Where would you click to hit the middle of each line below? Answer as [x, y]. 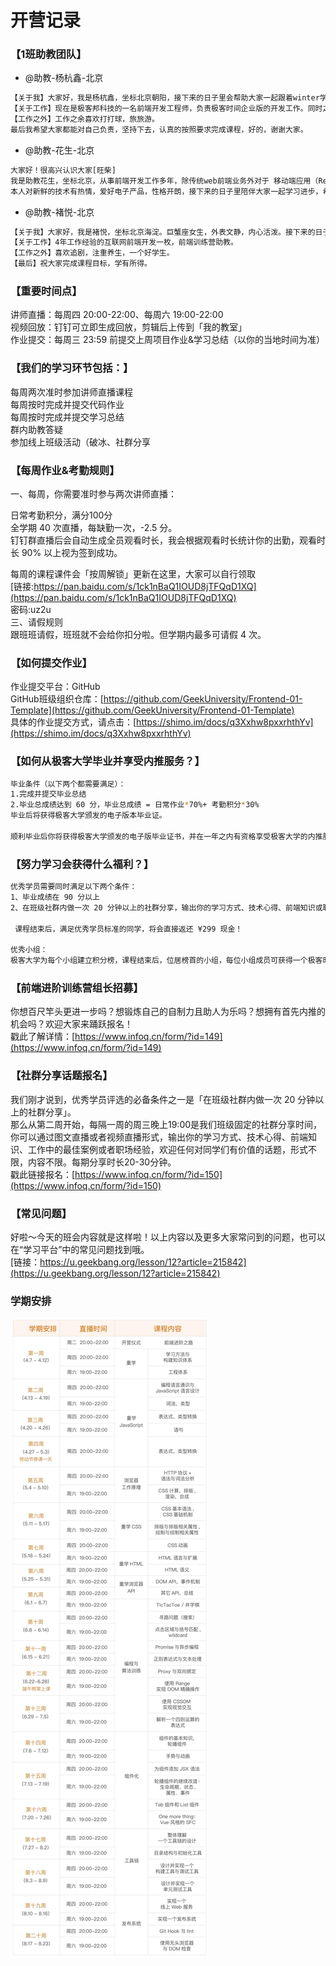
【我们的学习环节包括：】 [72, 368]
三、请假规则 [36, 622]
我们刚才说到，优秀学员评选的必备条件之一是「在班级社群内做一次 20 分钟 [163, 1099]
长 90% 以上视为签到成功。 [66, 552]
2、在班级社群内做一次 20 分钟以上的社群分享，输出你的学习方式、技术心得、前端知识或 [166, 907]
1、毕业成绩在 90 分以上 [55, 897]
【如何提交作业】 [51, 663]
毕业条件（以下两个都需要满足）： [68, 784]
